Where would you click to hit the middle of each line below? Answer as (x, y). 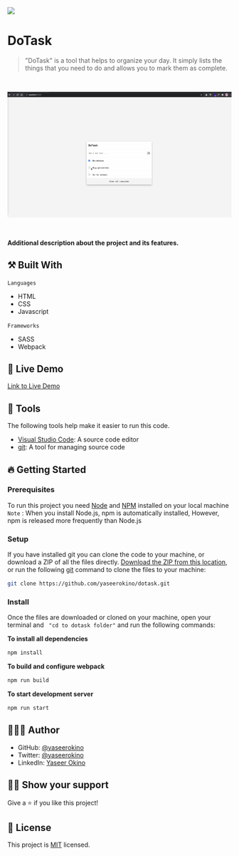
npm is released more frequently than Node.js (75, 520)
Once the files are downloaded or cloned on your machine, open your (109, 618)
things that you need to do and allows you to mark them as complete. (126, 68)
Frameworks (23, 326)
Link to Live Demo (34, 386)
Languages (22, 283)
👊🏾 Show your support (58, 785)
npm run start (28, 708)
